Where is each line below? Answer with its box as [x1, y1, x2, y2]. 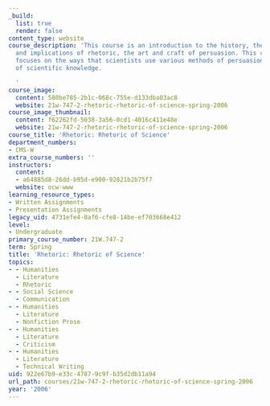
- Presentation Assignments [8, 206, 103, 214]
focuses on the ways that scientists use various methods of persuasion [15, 57, 264, 65]
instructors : [8, 161, 52, 169]
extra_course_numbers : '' [8, 154, 95, 162]
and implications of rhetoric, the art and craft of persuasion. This [15, 49, 257, 57]
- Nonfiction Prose [15, 318, 81, 326]
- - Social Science [8, 288, 74, 296]
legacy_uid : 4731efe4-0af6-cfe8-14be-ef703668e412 [8, 213, 182, 221]
